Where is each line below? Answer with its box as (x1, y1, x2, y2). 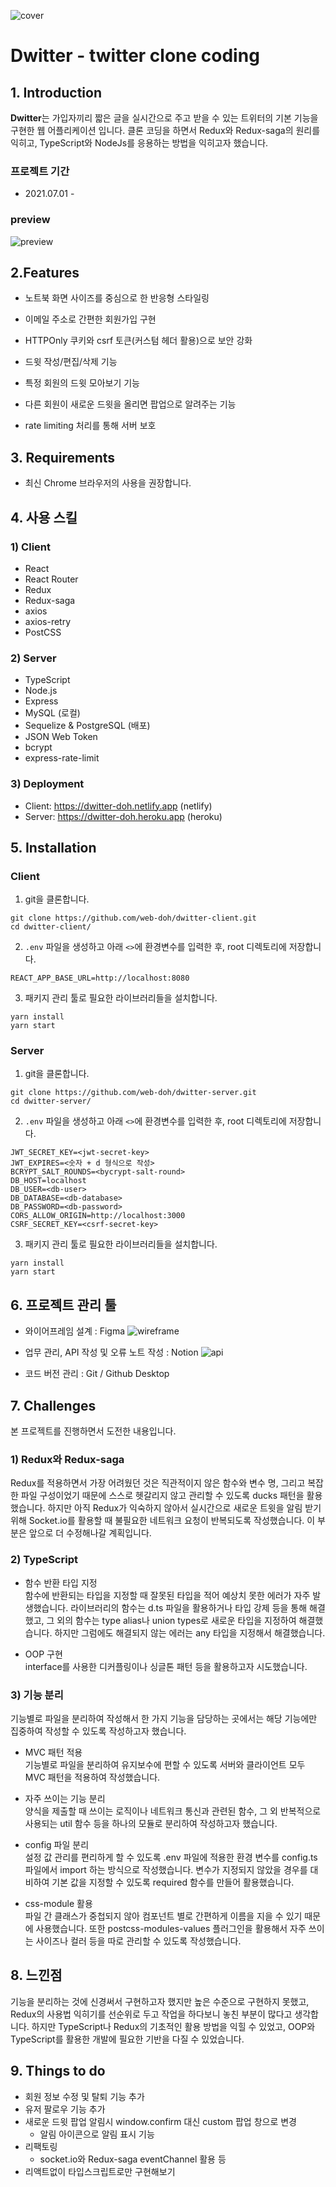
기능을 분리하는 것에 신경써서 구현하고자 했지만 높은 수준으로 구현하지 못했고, (10, 1995, 310, 2007)
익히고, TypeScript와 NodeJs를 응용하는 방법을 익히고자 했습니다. (10, 137, 269, 149)
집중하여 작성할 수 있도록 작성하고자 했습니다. (10, 1725, 187, 1737)
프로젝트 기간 (10, 164, 70, 178)
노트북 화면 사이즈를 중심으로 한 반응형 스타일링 (24, 292, 210, 304)
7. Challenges (10, 1397, 97, 1414)
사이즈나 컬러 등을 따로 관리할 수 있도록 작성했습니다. (35, 1935, 242, 1947)
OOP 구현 (24, 1648, 63, 1660)
